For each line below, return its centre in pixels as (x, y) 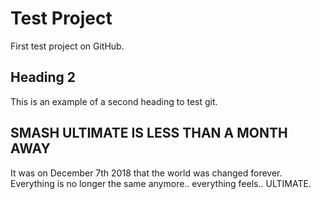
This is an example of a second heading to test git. (114, 101)
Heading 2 (43, 77)
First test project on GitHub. (67, 46)
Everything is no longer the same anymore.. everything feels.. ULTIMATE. (161, 183)
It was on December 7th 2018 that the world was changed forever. (146, 173)
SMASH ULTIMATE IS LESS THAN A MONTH (149, 133)
